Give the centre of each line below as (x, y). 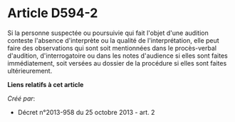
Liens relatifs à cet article (46, 84)
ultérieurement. (30, 71)
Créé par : (21, 98)
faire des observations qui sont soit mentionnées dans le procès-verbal (112, 48)
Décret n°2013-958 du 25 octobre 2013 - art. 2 (86, 112)
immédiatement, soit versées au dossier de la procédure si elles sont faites (117, 63)
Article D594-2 (53, 13)
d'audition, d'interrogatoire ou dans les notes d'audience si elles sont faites (117, 56)
